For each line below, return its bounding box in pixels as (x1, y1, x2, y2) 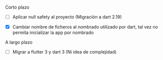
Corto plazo (5, 4, 30, 10)
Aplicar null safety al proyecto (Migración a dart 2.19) (12, 14, 122, 19)
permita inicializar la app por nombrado (12, 29, 94, 35)
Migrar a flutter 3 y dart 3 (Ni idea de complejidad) (12, 49, 117, 55)
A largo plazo (5, 39, 33, 45)
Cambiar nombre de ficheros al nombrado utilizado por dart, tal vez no (12, 24, 158, 30)
